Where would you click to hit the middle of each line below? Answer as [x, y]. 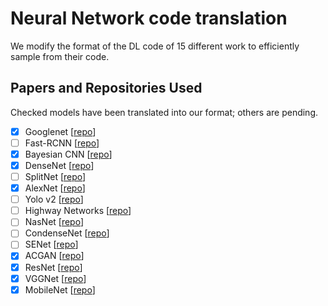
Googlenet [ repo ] [60, 131]
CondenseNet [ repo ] [67, 233]
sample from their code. [60, 56]
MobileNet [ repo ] [60, 289]
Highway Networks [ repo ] [78, 211]
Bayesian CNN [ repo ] [68, 154]
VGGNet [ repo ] [55, 278]
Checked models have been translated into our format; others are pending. [164, 112]
